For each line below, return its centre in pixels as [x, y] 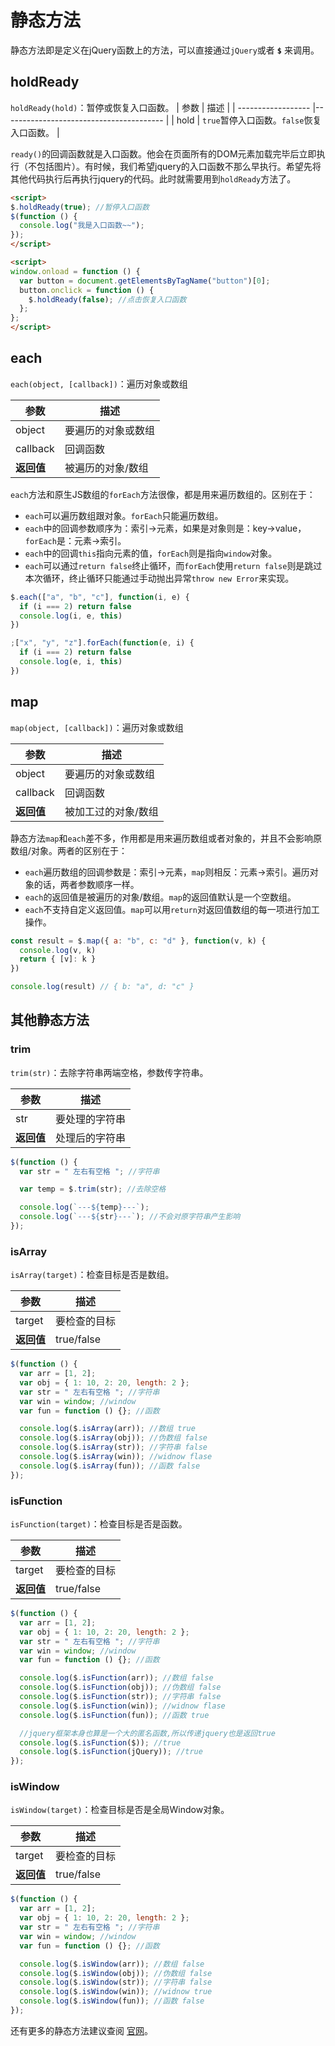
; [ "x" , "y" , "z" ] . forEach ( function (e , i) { [102, 643]
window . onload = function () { [75, 271]
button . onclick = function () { [87, 290]
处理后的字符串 [91, 1138]
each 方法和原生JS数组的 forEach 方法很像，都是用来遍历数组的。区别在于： [163, 494]
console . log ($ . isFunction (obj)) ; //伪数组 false [120, 1687]
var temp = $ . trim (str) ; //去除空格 [93, 1189]
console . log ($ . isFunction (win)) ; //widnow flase [122, 1706]
